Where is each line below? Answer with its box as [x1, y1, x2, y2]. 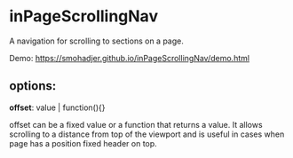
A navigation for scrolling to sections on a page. [9, 36, 185, 46]
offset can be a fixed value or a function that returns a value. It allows [9, 119, 264, 130]
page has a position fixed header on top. [9, 138, 157, 148]
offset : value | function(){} [9, 102, 106, 113]
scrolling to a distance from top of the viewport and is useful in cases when [9, 129, 285, 139]
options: [9, 78, 57, 94]
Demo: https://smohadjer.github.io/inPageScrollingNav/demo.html [9, 52, 250, 63]
